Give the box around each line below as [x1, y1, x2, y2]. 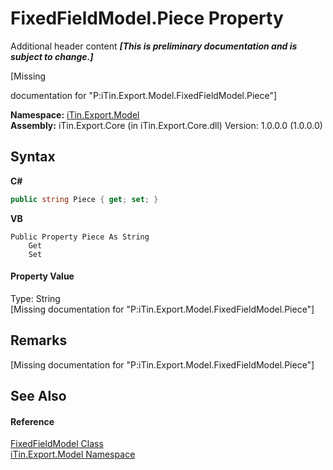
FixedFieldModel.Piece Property [10, 7, 284, 30]
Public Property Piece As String [10, 232, 150, 242]
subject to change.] [10, 50, 94, 62]
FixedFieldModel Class [10, 438, 104, 450]
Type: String [10, 292, 61, 304]
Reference [10, 415, 55, 427]
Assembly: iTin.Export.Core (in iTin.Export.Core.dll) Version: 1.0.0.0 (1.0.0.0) [10, 119, 323, 131]
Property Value [10, 270, 75, 282]
